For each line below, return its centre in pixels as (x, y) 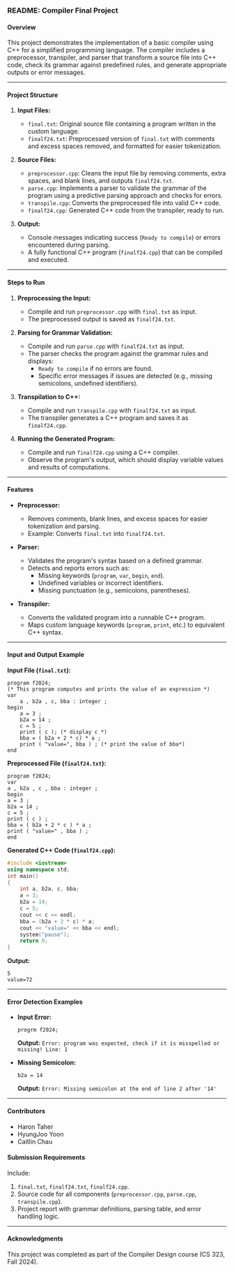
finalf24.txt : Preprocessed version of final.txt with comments (121, 139)
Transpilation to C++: (49, 396)
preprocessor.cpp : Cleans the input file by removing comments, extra (127, 173)
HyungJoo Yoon (40, 1134)
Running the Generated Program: (66, 438)
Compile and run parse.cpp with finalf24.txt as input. (106, 346)
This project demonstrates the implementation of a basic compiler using (110, 43)
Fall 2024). (23, 1262)
